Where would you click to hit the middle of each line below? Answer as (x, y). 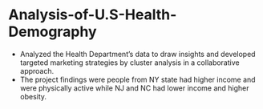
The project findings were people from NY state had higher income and (138, 79)
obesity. (33, 96)
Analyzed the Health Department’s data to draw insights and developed (138, 54)
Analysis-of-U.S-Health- (93, 15)
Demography (53, 32)
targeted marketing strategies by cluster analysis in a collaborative (129, 63)
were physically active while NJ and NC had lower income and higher (134, 88)
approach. (37, 71)
